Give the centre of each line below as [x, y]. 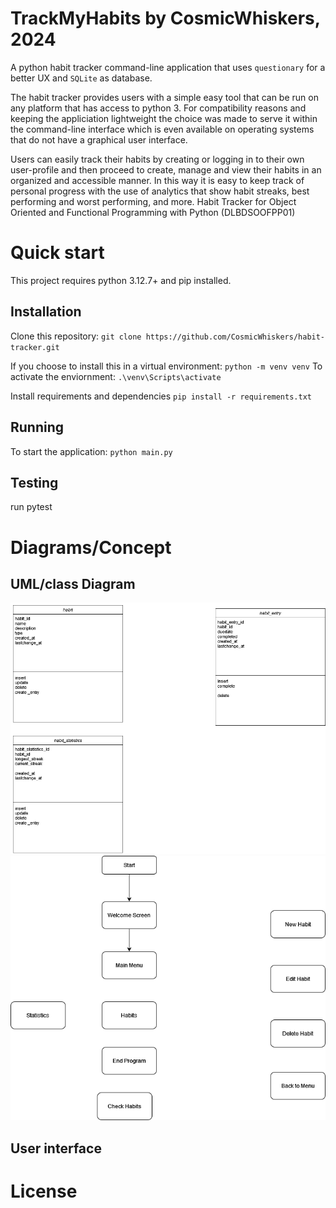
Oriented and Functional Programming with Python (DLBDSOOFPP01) [153, 212]
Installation [46, 312]
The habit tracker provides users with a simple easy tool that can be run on [164, 97]
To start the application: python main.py [91, 451]
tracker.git [35, 347]
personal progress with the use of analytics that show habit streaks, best [160, 191]
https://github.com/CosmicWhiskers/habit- [235, 337]
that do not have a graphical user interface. [99, 139]
